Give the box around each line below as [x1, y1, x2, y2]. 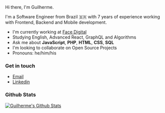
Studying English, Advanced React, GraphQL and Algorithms [12, 34, 137, 40]
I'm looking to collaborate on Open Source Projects [12, 45, 117, 51]
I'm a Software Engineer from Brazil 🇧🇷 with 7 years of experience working [5, 14, 160, 19]
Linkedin [12, 79, 30, 85]
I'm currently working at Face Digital [12, 29, 87, 35]
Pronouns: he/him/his [12, 50, 57, 56]
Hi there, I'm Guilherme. [5, 4, 54, 10]
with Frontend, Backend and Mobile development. [5, 19, 107, 25]
